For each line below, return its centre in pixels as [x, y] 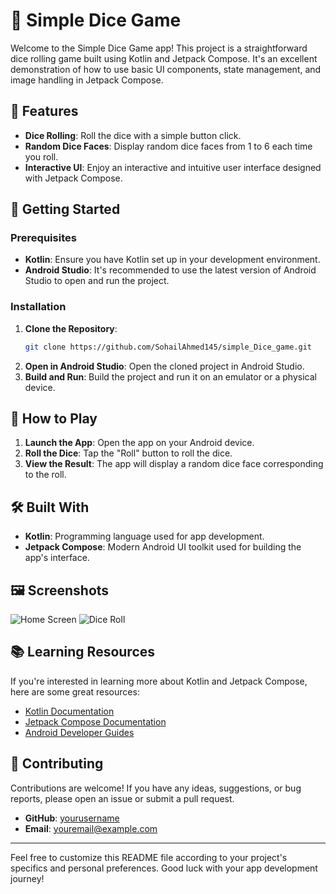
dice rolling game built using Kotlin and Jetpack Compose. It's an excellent [164, 58]
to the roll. [45, 475]
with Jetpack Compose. [73, 178]
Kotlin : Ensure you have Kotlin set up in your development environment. [172, 260]
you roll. [41, 156]
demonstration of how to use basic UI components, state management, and [166, 69]
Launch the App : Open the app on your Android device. [139, 443]
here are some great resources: [75, 691]
